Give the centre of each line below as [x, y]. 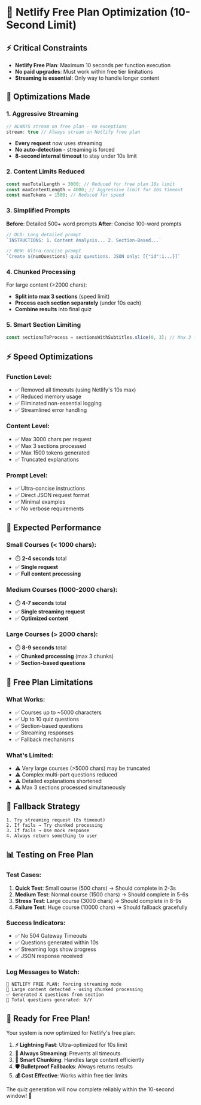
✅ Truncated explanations [47, 459]
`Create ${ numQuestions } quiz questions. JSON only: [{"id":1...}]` [93, 257]
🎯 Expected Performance [54, 528]
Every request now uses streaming [58, 143]
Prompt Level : [27, 475]
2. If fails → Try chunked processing [54, 825]
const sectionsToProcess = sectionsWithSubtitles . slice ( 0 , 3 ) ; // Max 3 [99, 337]
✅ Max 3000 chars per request [53, 439]
